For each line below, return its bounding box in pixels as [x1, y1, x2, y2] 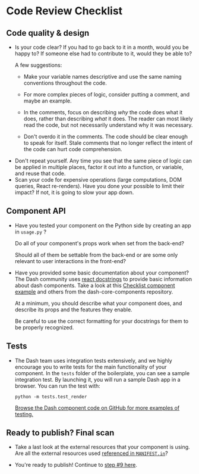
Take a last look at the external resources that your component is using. [14, 444, 190, 451]
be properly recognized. [14, 323, 74, 331]
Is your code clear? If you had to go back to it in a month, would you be [14, 43, 189, 51]
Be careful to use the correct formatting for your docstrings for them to [14, 317, 189, 325]
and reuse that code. [14, 170, 66, 177]
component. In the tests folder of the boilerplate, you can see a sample [14, 369, 190, 376]
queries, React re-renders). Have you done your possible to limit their [14, 183, 185, 189]
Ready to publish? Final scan [6, 428, 115, 438]
